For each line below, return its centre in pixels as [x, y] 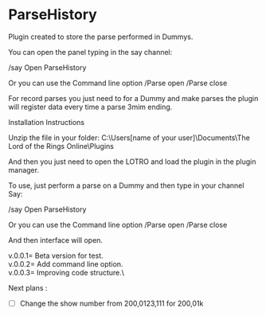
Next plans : [28, 287]
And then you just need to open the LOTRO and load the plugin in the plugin [132, 162]
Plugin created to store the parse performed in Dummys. [101, 37]
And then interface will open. [56, 240]
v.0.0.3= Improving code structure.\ [66, 272]
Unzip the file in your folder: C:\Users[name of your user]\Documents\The [129, 138]
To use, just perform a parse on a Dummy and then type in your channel [126, 185]
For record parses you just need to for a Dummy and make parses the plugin [133, 98]
